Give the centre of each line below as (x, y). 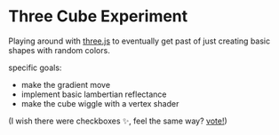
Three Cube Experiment (98, 16)
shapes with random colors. (59, 50)
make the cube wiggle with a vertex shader (100, 103)
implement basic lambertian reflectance (94, 94)
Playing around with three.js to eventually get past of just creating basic (139, 41)
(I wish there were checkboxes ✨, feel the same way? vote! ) (118, 121)
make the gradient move (66, 84)
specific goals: (35, 67)
